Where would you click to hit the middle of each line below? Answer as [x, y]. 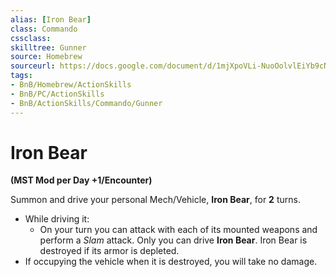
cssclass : [31, 38]
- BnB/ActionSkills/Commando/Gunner [86, 103]
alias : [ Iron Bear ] [51, 19]
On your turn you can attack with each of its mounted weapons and [178, 230]
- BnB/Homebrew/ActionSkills [71, 85]
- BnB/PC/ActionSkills [57, 94]
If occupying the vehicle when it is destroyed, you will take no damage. [171, 262]
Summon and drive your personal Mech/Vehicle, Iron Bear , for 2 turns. [155, 200]
